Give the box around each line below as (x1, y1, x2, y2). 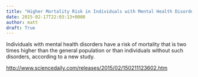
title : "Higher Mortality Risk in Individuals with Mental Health (6, 8, 173, 15)
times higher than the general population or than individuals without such (6, 47, 184, 54)
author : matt (6, 19, 38, 25)
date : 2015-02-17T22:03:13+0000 (6, 14, 85, 20)
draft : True (6, 24, 35, 31)
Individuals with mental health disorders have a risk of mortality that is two (6, 41, 187, 48)
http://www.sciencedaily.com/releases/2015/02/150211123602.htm (6, 65, 168, 72)
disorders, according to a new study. (6, 53, 95, 60)
